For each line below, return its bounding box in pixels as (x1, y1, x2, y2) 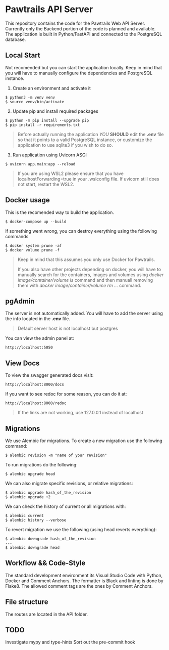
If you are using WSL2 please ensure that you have (17, 170, 124, 177)
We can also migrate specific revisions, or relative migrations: (5, 481, 133, 486)
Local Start (5, 51, 40, 60)
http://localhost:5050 (5, 345, 53, 350)
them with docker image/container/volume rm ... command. (17, 282, 141, 288)
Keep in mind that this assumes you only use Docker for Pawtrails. (17, 256, 155, 263)
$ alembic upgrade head (5, 471, 55, 476)
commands (5, 233, 29, 239)
